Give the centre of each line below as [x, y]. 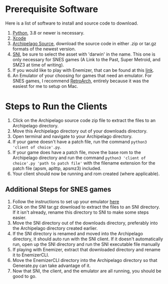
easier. [19, 217]
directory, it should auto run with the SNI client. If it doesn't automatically [88, 239]
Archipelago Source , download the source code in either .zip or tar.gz [84, 43]
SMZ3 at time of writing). [38, 65]
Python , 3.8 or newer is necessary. [48, 33]
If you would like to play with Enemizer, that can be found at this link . [83, 70]
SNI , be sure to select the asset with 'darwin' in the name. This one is [84, 54]
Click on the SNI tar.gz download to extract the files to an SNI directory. [86, 207]
